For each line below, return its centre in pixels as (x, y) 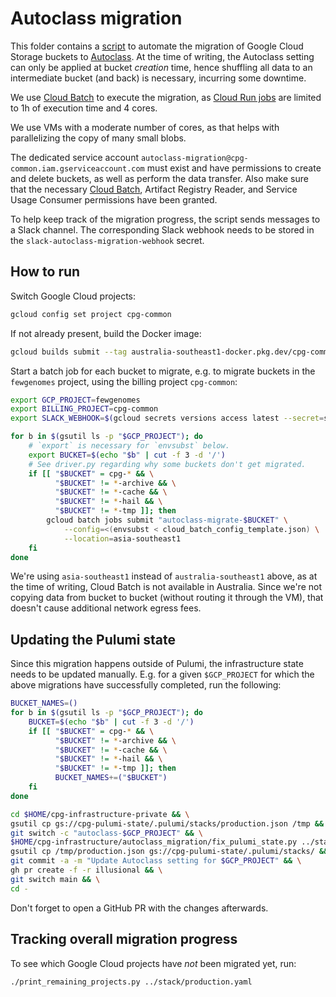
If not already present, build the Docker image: (106, 333)
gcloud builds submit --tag (69, 352)
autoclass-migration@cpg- (194, 158)
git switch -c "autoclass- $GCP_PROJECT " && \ (106, 833)
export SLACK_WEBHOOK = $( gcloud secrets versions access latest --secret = (167, 418)
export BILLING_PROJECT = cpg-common (84, 409)
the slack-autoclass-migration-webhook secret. (107, 240)
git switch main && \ (55, 879)
